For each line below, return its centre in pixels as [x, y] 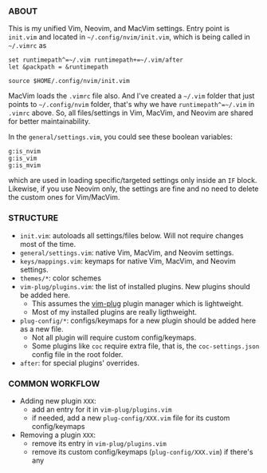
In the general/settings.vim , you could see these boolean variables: [121, 137]
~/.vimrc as [27, 46]
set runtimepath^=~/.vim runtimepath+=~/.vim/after [96, 60]
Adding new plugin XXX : [58, 400]
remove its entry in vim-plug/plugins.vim [99, 443]
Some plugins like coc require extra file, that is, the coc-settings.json [145, 346]
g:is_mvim [25, 165]
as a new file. [41, 328]
